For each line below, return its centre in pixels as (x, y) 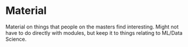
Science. (16, 39)
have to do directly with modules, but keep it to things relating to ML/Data (94, 32)
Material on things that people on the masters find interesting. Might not (92, 27)
